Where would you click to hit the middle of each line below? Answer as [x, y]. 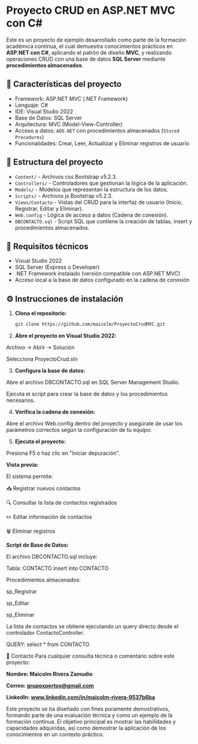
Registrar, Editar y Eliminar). [49, 208]
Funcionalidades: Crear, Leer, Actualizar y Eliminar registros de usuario [102, 143]
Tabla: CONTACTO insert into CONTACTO [57, 568]
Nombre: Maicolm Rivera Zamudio [49, 674]
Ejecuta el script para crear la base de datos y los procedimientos [87, 394]
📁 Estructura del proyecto [55, 162]
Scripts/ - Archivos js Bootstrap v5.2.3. [64, 196]
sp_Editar [18, 603]
